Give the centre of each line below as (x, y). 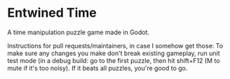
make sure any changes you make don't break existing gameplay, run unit (114, 53)
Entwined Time (52, 13)
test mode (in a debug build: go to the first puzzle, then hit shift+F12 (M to (114, 60)
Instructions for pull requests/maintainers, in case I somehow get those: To (115, 45)
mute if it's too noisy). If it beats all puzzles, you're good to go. (97, 68)
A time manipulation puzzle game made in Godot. (78, 32)
